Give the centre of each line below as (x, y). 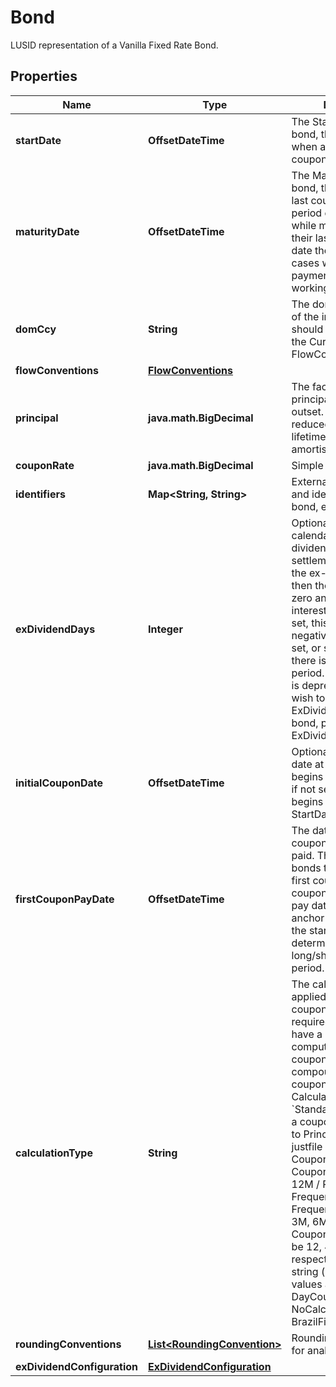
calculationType (54, 1153)
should (307, 329)
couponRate (45, 465)
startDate (38, 140)
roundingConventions (68, 1344)
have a (307, 1034)
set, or (306, 648)
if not (303, 789)
